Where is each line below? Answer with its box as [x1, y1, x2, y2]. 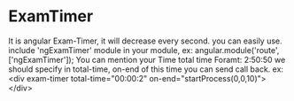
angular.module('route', [195, 44, 280, 55]
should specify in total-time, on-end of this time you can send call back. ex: [8, 64, 284, 74]
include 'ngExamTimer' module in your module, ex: [8, 44, 194, 55]
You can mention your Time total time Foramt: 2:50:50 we [75, 54, 286, 65]
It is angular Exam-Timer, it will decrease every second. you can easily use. [8, 35, 282, 46]
